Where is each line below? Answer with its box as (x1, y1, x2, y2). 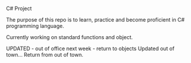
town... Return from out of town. (6, 51, 83, 58)
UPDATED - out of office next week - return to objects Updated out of (6, 45, 175, 52)
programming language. (6, 23, 65, 29)
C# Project (6, 5, 32, 12)
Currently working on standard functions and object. (6, 34, 133, 40)
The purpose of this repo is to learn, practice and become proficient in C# (6, 16, 185, 23)
